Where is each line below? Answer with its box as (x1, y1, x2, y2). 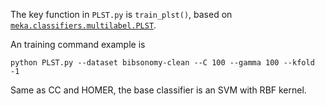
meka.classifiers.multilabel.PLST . (10, 19, 157, 31)
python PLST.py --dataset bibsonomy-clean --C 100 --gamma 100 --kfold (10, 58, 315, 68)
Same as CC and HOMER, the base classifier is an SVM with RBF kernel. (10, 84, 307, 96)
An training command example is (10, 39, 146, 50)
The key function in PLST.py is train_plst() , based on (10, 9, 233, 20)
